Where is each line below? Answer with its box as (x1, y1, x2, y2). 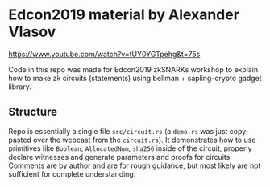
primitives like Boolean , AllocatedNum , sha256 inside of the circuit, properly (8, 143, 252, 153)
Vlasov (8, 22, 56, 41)
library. (8, 82, 32, 91)
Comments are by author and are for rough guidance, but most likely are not (8, 161, 261, 170)
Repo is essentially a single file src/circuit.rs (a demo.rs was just (8, 126, 228, 136)
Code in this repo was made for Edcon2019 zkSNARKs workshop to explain (8, 64, 259, 74)
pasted (8, 135, 32, 144)
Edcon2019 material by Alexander (8, 6, 240, 24)
